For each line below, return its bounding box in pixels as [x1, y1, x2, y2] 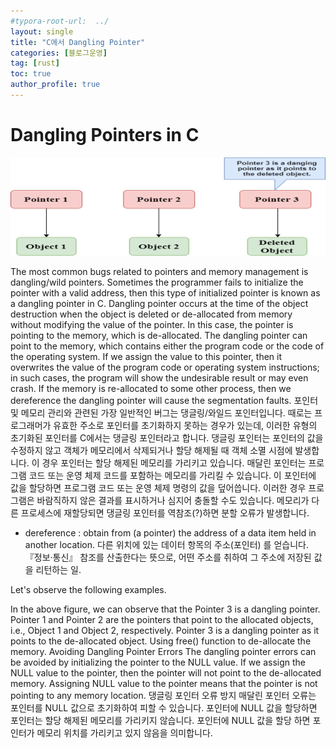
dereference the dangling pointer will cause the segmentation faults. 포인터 [10, 395, 319, 407]
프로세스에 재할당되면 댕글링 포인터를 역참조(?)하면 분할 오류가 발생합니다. [20, 507, 310, 519]
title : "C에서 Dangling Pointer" [10, 37, 146, 47]
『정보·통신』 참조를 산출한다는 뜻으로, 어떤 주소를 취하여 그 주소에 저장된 [24, 551, 312, 564]
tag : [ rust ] [10, 58, 60, 69]
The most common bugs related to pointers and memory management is [10, 266, 309, 278]
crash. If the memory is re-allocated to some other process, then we [10, 383, 292, 395]
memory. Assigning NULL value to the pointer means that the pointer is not [10, 678, 318, 690]
